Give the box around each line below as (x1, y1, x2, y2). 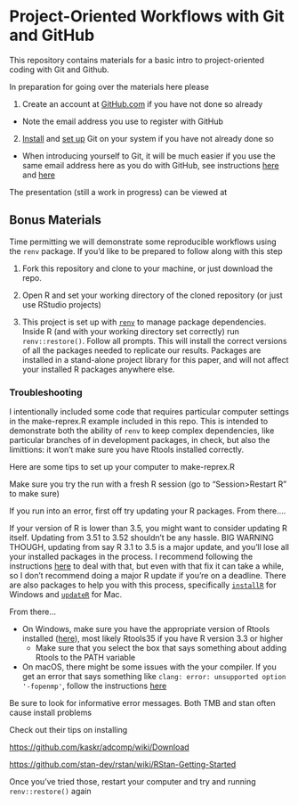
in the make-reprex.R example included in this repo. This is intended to (9, 416, 269, 427)
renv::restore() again (9, 786, 92, 797)
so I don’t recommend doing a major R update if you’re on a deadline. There (9, 571, 286, 581)
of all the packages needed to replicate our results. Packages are (21, 345, 262, 356)
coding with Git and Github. (9, 64, 109, 75)
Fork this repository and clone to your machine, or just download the (21, 263, 273, 274)
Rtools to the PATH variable (35, 653, 136, 663)
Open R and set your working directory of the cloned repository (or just (21, 290, 283, 300)
